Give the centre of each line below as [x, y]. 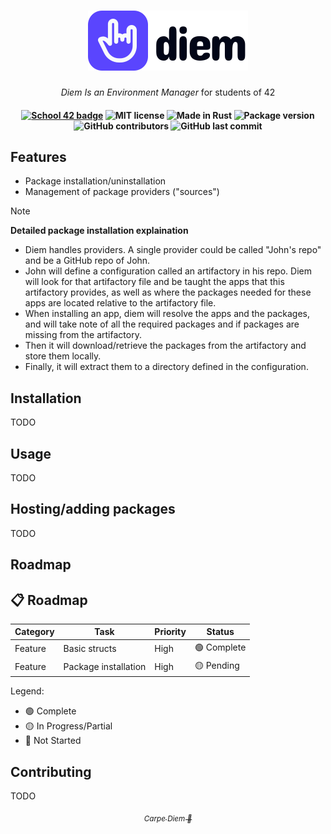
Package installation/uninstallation [95, 181]
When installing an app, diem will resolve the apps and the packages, [167, 314]
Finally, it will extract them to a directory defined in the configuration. [166, 367]
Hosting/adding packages [93, 509]
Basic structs [90, 649]
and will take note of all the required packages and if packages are [162, 324]
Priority [170, 632]
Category [34, 632]
